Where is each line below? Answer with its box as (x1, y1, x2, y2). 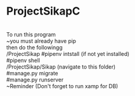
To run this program (6, 30, 56, 38)
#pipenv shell (6, 57, 41, 64)
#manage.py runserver (6, 76, 64, 83)
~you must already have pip (6, 37, 76, 44)
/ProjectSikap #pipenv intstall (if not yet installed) (6, 50, 130, 57)
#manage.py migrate (6, 69, 58, 77)
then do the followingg (6, 44, 63, 51)
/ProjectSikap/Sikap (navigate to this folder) (6, 63, 116, 70)
